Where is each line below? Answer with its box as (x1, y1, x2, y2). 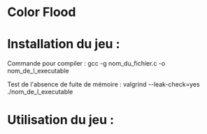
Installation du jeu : (7, 36, 120, 52)
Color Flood (7, 4, 76, 20)
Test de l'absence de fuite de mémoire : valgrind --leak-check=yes (7, 80, 201, 89)
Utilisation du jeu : (7, 112, 114, 128)
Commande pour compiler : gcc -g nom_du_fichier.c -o (7, 59, 166, 68)
